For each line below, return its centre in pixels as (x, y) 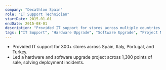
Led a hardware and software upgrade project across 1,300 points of (82, 57)
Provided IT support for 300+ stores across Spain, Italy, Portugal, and (83, 47)
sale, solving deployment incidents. (48, 62)
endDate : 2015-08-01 (26, 23)
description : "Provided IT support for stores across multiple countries (83, 28)
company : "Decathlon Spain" (34, 10)
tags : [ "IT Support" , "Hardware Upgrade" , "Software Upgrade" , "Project (82, 33)
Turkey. (20, 52)
